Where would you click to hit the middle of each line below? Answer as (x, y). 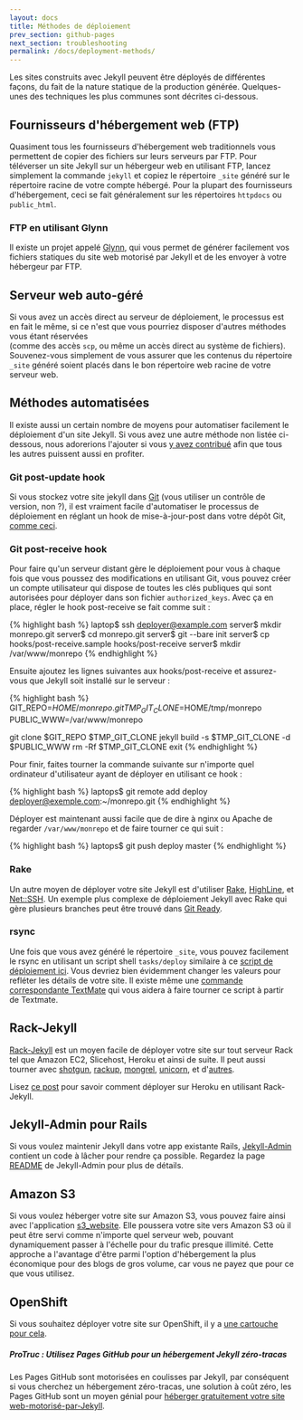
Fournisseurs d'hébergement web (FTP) (124, 124)
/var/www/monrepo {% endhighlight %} (84, 653)
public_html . (33, 204)
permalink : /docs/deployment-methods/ (82, 52)
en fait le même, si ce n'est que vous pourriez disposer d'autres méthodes (148, 327)
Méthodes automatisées (80, 403)
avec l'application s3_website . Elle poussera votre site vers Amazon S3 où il (150, 1225)
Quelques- (261, 87)
